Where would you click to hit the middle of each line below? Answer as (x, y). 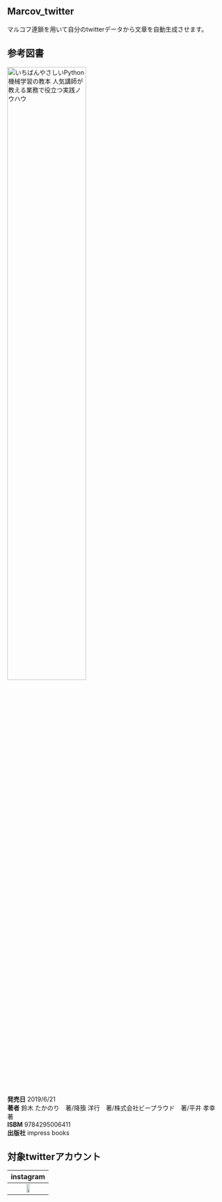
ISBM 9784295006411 (39, 1124)
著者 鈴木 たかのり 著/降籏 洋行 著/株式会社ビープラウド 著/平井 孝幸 (111, 1108)
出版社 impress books (38, 1133)
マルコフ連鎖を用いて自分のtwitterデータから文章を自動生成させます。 (107, 29)
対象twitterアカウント (54, 1157)
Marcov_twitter (41, 12)
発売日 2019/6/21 (31, 1099)
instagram (28, 1177)
